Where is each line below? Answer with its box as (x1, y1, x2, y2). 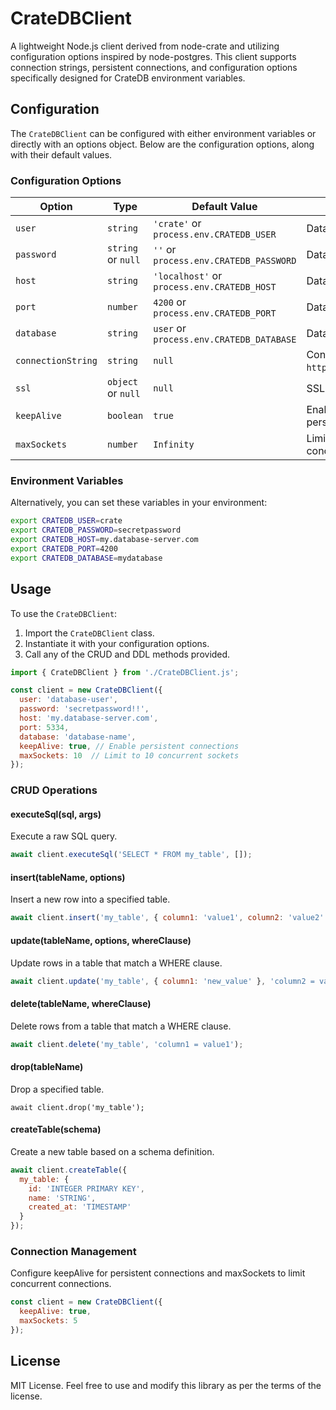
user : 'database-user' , (19, 695, 118, 705)
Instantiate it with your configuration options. (24, 637, 210, 649)
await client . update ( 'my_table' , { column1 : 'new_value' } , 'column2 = (10, 976, 315, 986)
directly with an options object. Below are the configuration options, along (10, 138, 315, 150)
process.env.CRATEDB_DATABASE (153, 334, 297, 346)
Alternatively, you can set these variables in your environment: (10, 497, 268, 509)
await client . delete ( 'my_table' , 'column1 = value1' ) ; (10, 1039, 244, 1049)
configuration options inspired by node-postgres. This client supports (10, 50, 297, 62)
